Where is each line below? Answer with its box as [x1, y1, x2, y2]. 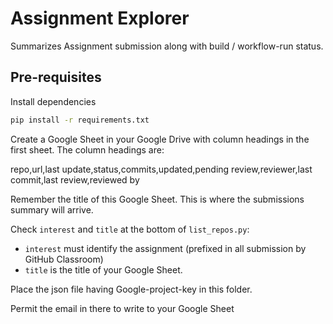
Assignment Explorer [10, 7, 190, 30]
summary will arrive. [10, 203, 94, 216]
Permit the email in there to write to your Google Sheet [10, 302, 235, 314]
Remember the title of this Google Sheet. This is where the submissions [10, 193, 305, 205]
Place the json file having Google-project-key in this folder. [10, 283, 253, 295]
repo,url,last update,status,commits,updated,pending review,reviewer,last [10, 163, 313, 175]
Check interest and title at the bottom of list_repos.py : [10, 223, 250, 235]
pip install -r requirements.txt [10, 115, 150, 125]
